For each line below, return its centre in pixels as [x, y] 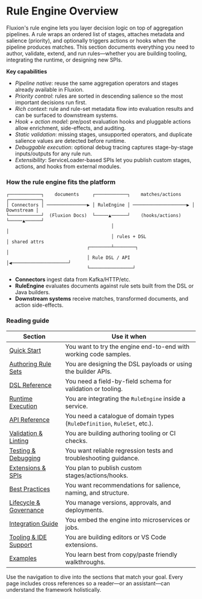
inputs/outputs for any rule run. [54, 153]
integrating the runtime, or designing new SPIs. [64, 60]
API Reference [29, 419]
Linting [19, 441]
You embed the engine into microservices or [128, 519]
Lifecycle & [25, 503]
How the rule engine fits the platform [61, 182]
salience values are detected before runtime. [70, 140]
